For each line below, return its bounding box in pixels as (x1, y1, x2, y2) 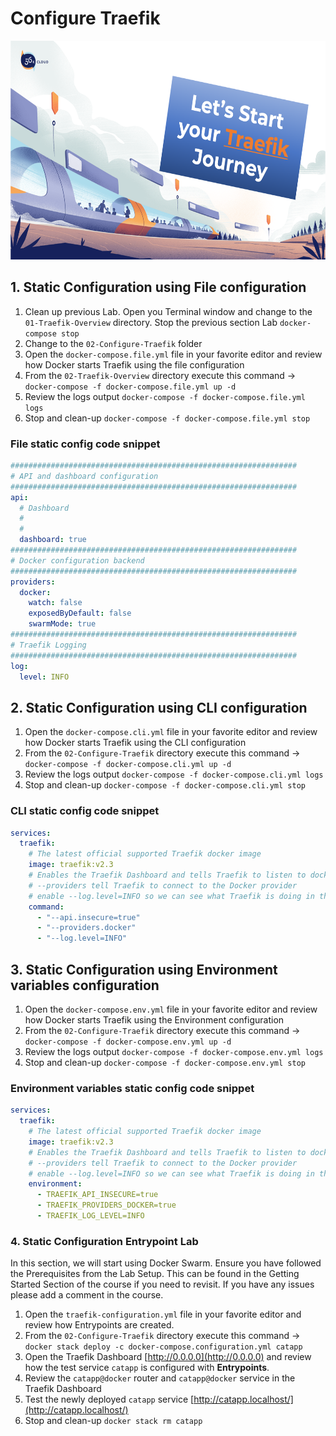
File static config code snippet (10, 437, 161, 451)
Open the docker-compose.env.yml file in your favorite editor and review (24, 1003, 318, 1015)
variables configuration (10, 977, 160, 994)
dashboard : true (19, 535, 87, 545)
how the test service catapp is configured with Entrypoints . (24, 1362, 270, 1374)
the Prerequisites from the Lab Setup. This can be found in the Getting (10, 1268, 300, 1280)
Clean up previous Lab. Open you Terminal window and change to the (24, 305, 313, 317)
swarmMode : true (28, 619, 97, 629)
